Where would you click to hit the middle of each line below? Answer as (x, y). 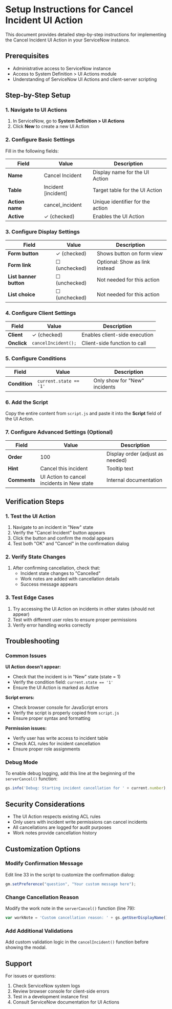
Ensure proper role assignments (46, 749)
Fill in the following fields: (32, 151)
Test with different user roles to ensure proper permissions (75, 619)
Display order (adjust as (135, 454)
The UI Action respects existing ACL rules (57, 817)
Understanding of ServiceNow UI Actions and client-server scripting (85, 79)
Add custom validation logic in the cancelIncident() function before (77, 942)
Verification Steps (35, 501)
